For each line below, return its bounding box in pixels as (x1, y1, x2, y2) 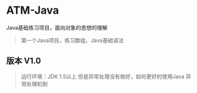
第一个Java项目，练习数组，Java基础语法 (20, 36, 124, 44)
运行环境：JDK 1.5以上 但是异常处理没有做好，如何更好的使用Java (20, 73, 185, 80)
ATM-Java (6, 4, 59, 17)
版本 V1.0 (6, 56, 41, 66)
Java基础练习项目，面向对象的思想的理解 (6, 24, 108, 31)
